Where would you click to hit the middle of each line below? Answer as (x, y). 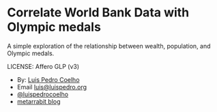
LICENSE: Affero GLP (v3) (43, 66)
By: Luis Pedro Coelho (48, 79)
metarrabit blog (39, 101)
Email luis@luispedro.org (52, 87)
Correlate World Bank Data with (98, 13)
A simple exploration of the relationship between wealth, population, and (109, 46)
